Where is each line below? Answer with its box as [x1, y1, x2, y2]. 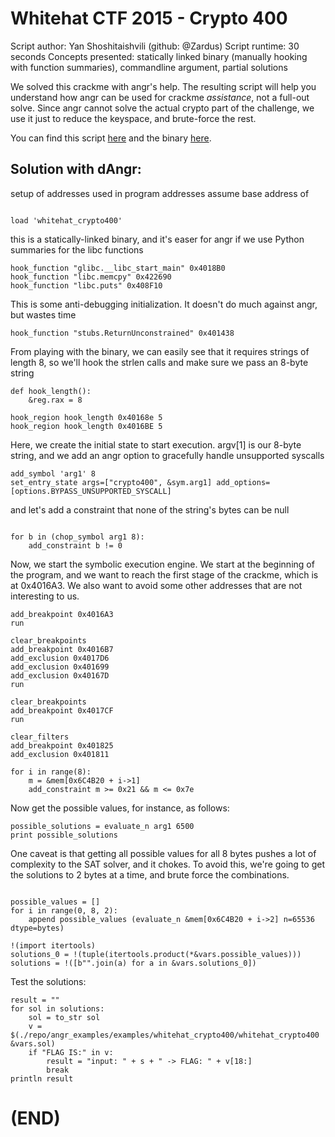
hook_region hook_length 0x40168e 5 [10, 412, 163, 422]
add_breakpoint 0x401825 [10, 740, 114, 751]
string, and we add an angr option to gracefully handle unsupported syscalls [10, 449, 325, 461]
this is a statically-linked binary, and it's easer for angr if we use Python [10, 233, 305, 245]
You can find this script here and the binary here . [10, 132, 212, 144]
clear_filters [10, 732, 70, 742]
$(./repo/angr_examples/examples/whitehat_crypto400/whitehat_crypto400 [10, 1030, 320, 1040]
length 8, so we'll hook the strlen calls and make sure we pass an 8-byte [10, 356, 309, 368]
